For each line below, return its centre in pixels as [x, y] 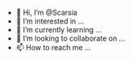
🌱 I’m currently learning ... [59, 30]
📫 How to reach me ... [53, 47]
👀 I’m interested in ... [50, 21]
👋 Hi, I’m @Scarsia [47, 13]
